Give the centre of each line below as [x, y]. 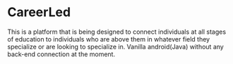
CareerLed [39, 12]
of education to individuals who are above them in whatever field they [109, 39]
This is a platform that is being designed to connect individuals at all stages [117, 32]
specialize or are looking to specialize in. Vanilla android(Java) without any [115, 46]
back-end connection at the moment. [61, 54]
